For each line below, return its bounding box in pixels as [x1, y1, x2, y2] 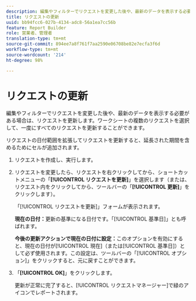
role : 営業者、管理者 [6, 30, 52, 36]
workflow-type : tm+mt [6, 47, 59, 52]
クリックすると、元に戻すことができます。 [37, 257, 139, 264]
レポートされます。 [34, 289, 81, 296]
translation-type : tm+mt [6, 36, 66, 41]
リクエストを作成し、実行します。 [14, 156, 96, 163]
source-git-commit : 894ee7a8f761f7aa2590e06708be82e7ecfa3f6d [6, 41, 160, 47]
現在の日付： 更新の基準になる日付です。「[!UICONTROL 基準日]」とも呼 [14, 215, 187, 222]
